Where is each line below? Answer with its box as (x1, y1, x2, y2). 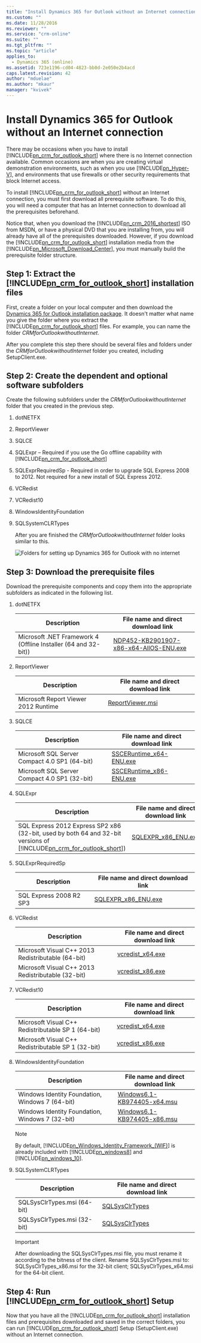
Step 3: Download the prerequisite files (6, 566, 155, 577)
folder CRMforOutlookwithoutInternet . (6, 329, 100, 336)
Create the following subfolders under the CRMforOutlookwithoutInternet (6, 396, 187, 403)
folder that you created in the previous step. (6, 403, 115, 410)
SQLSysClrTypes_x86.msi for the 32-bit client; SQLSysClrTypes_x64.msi (14, 1263, 193, 1270)
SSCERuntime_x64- (111, 750, 169, 758)
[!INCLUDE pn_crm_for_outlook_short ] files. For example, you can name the (6, 322, 190, 330)
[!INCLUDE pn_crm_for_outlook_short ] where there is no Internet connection (6, 151, 193, 159)
